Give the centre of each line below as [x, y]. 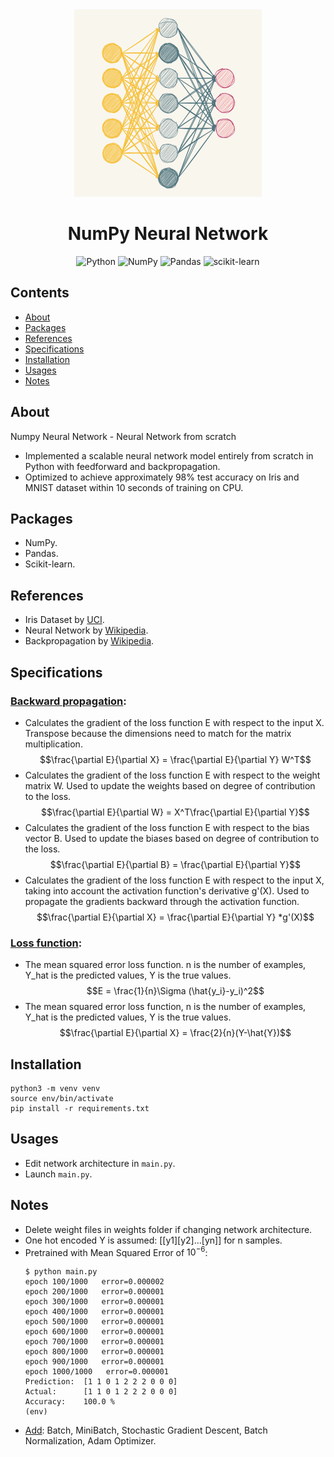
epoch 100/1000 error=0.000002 [94, 1282]
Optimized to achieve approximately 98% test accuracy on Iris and [162, 477]
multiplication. [53, 744]
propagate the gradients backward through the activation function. [162, 901]
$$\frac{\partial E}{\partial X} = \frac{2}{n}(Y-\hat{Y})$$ [175, 1033]
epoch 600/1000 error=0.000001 [94, 1332]
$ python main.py [61, 1272]
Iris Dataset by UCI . [64, 620]
